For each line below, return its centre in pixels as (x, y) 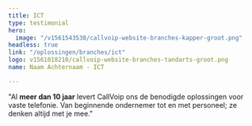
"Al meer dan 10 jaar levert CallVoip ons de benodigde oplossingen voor (126, 97)
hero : (17, 30)
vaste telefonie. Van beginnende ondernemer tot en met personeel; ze (123, 105)
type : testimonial (38, 23)
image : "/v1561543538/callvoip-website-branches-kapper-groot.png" (129, 38)
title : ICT (26, 15)
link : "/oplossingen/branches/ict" (67, 52)
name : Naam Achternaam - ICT (56, 67)
